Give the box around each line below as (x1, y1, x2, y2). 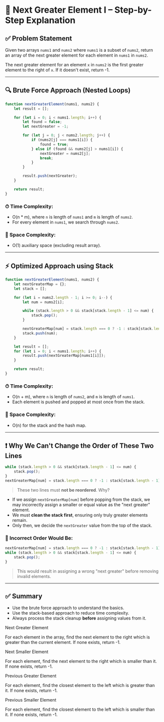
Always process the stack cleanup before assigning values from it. (12, 615, 146, 621)
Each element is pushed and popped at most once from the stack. (12, 399, 145, 405)
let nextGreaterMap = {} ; (14, 282, 67, 287)
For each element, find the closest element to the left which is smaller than (5, 706, 155, 712)
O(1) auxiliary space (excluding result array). (12, 243, 102, 248)
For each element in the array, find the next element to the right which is (5, 634, 150, 640)
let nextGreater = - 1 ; (22, 124, 69, 129)
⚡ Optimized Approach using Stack (5, 262, 114, 270)
